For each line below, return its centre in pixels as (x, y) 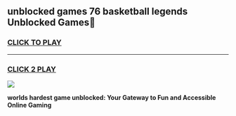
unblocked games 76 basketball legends (98, 12)
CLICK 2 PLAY (32, 69)
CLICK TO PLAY (34, 43)
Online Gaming (29, 105)
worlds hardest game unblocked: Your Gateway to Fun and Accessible (112, 97)
